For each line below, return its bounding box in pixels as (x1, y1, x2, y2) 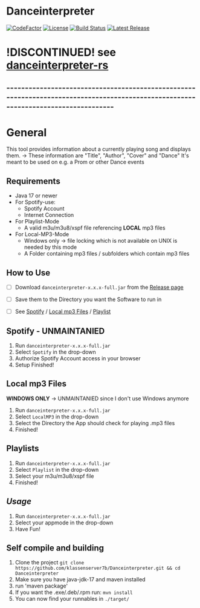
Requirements (6, 176, 60, 186)
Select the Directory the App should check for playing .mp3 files (15, 419, 175, 426)
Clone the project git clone (15, 559, 85, 566)
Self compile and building (6, 543, 105, 553)
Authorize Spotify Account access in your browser (15, 355, 141, 362)
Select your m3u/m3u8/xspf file (15, 472, 94, 480)
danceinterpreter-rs (6, 59, 109, 72)
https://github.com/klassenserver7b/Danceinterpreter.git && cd (15, 565, 181, 572)
